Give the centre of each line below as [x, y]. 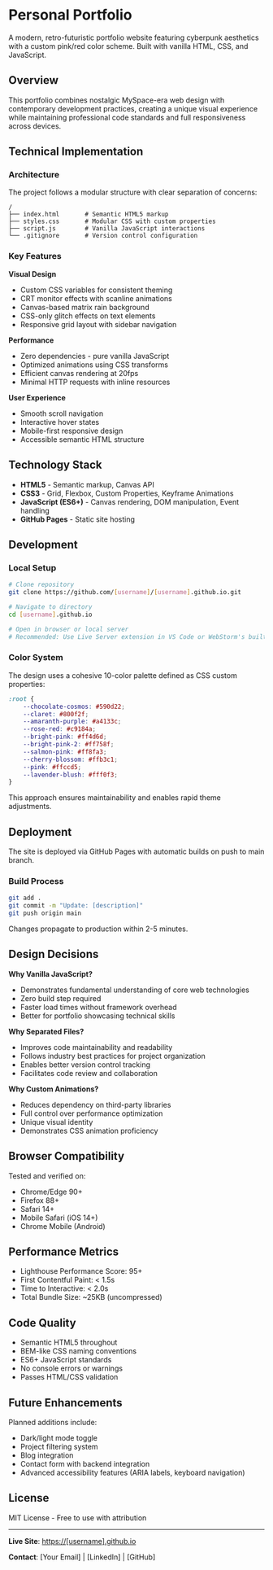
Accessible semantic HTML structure [82, 439]
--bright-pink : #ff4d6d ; [65, 737]
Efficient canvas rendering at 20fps [79, 373]
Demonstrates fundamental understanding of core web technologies [134, 990]
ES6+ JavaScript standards [66, 1360]
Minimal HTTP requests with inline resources [95, 382]
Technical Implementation [76, 152]
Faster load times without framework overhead [98, 1007]
